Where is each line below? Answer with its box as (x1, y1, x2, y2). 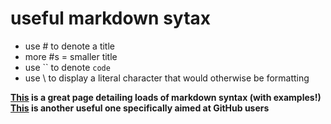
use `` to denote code (24, 61, 111, 73)
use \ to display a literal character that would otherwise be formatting (24, 72, 310, 84)
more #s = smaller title (24, 50, 118, 62)
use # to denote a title (24, 40, 115, 52)
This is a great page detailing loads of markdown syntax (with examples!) (10, 91, 322, 103)
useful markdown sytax (10, 7, 212, 30)
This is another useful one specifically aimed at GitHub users (10, 102, 270, 114)
